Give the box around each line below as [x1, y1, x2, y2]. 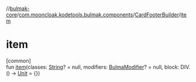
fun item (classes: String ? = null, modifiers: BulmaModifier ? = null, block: [6, 63, 180, 70]
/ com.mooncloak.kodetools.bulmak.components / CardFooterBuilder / [16, 11, 181, 18]
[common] [6, 57, 31, 64]
